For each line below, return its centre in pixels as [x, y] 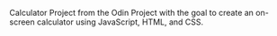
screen [22, 22]
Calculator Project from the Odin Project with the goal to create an [132, 13]
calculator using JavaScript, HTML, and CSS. [120, 22]
